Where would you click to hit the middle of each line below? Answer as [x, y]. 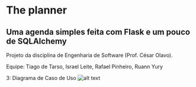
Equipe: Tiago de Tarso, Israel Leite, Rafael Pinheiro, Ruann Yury [85, 66]
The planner [36, 10]
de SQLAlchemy [36, 41]
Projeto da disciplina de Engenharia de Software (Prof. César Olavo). [89, 55]
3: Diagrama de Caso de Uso [41, 78]
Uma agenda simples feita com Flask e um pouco [98, 32]
